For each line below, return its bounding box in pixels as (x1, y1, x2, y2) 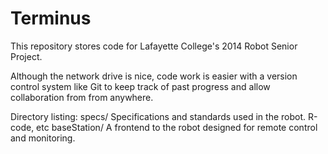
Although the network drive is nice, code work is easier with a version (10, 70, 298, 82)
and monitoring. (10, 132, 76, 144)
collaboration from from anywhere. (10, 91, 154, 103)
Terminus (10, 7, 92, 30)
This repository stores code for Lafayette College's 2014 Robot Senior (10, 40, 298, 52)
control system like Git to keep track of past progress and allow (10, 80, 271, 92)
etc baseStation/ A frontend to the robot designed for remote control (36, 121, 318, 133)
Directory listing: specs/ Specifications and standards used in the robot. (10, 110, 307, 122)
